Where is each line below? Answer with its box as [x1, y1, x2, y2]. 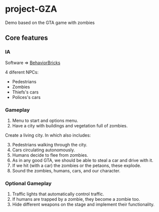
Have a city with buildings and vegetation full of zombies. [12, 122, 128, 128]
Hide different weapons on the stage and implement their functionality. [12, 202, 155, 208]
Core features [5, 34, 48, 42]
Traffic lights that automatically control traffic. [12, 191, 104, 197]
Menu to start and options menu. [12, 118, 78, 123]
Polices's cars [12, 94, 41, 100]
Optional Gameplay [5, 180, 52, 187]
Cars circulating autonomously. [12, 147, 75, 153]
